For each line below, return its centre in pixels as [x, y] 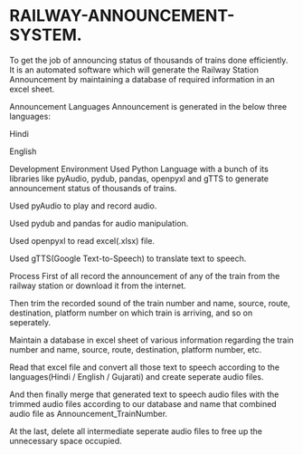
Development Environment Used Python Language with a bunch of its [139, 169]
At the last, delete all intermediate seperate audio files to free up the [136, 431]
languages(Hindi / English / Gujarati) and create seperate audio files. [137, 376]
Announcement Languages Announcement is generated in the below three [148, 106]
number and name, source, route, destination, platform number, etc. [136, 349]
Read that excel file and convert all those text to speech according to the [145, 367]
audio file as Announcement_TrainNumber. [89, 413]
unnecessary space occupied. [66, 440]
